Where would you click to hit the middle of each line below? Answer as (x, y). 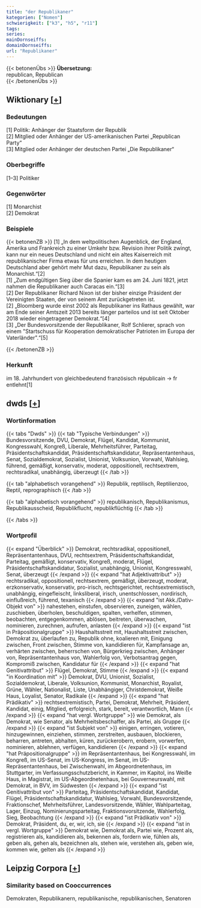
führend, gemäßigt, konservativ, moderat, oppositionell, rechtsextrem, (93, 466)
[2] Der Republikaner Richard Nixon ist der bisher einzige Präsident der (94, 293)
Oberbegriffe (25, 165)
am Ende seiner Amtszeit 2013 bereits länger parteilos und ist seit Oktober (98, 312)
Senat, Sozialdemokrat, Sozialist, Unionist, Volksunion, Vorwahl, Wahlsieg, (98, 459)
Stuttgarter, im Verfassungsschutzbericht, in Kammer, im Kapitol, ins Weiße (99, 773)
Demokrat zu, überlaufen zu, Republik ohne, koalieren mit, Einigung (89, 638)
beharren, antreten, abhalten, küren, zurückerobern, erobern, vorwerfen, (96, 741)
